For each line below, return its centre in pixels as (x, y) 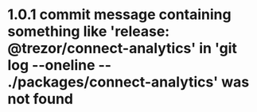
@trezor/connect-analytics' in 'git (123, 48)
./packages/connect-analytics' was (128, 82)
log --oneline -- (60, 66)
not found (40, 99)
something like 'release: (89, 31)
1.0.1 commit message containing (119, 15)
